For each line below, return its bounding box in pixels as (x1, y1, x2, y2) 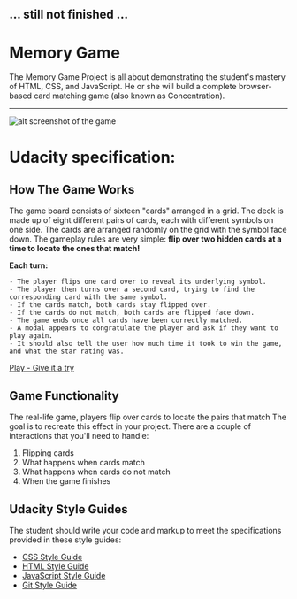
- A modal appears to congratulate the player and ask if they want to (9, 324, 278, 333)
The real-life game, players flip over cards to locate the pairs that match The (9, 411, 287, 423)
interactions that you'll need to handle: (9, 431, 149, 442)
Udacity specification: (9, 147, 176, 167)
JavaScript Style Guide (21, 570, 106, 580)
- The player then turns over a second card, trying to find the (9, 285, 255, 295)
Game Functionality (9, 388, 119, 403)
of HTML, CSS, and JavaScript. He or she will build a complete (9, 81, 237, 92)
